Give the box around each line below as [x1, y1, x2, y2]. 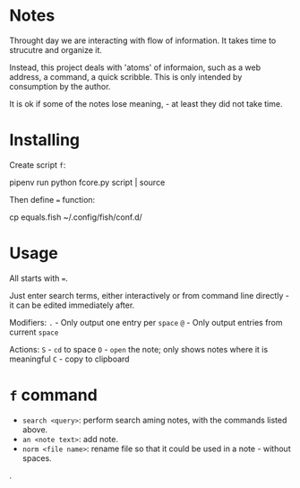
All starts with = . [9, 273, 69, 283]
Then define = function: [9, 194, 96, 205]
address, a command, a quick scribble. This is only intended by [9, 71, 243, 82]
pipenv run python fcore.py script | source [9, 177, 166, 187]
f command [9, 385, 99, 405]
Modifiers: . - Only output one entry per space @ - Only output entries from [9, 317, 284, 327]
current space [9, 327, 59, 337]
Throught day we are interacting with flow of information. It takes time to [9, 35, 277, 46]
